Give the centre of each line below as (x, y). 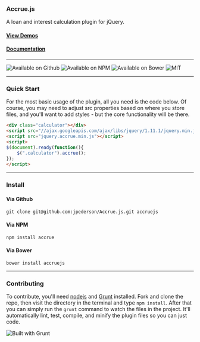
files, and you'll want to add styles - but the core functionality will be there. (98, 114)
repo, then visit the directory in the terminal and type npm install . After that (99, 303)
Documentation (26, 49)
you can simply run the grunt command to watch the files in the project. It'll (98, 309)
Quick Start (23, 89)
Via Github (20, 199)
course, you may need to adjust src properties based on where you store (96, 108)
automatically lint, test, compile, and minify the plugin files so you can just (97, 316)
